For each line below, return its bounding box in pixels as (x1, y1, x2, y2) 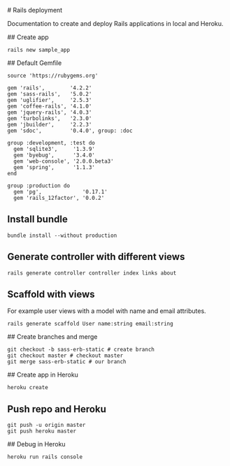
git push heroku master (7, 428, 77, 435)
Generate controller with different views (7, 251, 185, 263)
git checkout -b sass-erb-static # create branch (7, 346, 155, 354)
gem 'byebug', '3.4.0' (13, 152, 96, 159)
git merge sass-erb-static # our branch (7, 358, 127, 365)
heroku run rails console (7, 453, 82, 460)
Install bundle (7, 213, 68, 226)
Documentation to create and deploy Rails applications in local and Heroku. (7, 20, 224, 27)
